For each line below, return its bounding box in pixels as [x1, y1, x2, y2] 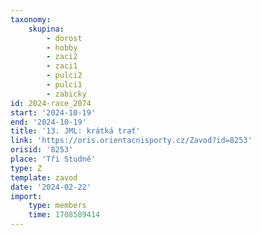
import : [10, 191, 43, 201]
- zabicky [46, 89, 87, 99]
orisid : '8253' [10, 145, 74, 155]
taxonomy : [10, 14, 52, 25]
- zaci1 [46, 61, 78, 71]
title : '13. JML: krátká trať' [10, 126, 141, 136]
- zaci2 [46, 52, 78, 62]
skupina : [28, 24, 65, 34]
